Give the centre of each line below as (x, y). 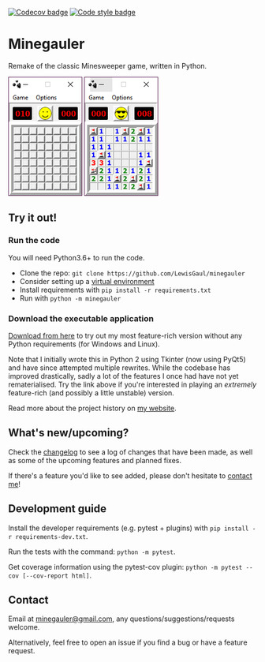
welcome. (24, 627)
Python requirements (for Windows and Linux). (84, 344)
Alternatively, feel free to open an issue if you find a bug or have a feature (128, 642)
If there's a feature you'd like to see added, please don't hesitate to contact (130, 475)
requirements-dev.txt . (52, 536)
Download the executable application (81, 318)
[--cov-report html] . (57, 575)
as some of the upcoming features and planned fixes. (95, 460)
